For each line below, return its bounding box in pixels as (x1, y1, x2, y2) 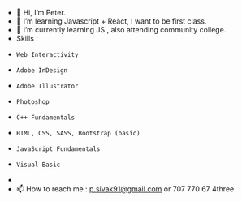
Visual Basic (15, 161, 61, 169)
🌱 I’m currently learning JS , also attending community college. (15, 25, 227, 34)
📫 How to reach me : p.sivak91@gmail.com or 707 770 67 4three (15, 184, 235, 194)
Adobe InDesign (15, 67, 68, 75)
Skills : (15, 33, 38, 43)
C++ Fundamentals (15, 114, 76, 122)
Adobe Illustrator (15, 82, 79, 90)
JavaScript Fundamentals (15, 145, 101, 153)
